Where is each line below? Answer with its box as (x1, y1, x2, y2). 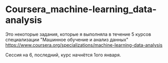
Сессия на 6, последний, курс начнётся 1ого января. (5, 52, 121, 58)
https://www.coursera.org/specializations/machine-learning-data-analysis (5, 42, 163, 48)
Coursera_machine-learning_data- (5, 4, 157, 15)
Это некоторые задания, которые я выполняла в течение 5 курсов (5, 31, 152, 37)
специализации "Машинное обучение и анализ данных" (5, 37, 128, 43)
